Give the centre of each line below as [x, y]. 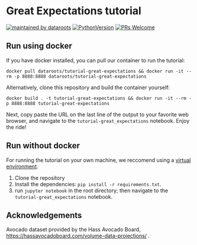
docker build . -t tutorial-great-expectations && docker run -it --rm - [99, 98]
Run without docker [43, 146]
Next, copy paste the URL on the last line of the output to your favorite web [98, 114]
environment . [22, 166]
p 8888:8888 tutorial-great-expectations [58, 103]
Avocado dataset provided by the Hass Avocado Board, [73, 230]
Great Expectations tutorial [74, 11]
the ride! [16, 127]
